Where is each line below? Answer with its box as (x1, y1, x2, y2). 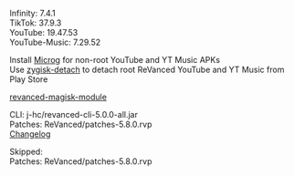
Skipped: (9, 146, 43, 157)
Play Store (9, 74, 48, 85)
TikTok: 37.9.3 (9, 17, 62, 28)
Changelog (9, 129, 51, 140)
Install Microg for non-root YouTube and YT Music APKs (9, 55, 221, 65)
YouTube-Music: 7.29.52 (9, 36, 101, 47)
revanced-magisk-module (9, 91, 108, 102)
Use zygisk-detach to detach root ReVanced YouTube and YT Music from (9, 64, 285, 75)
